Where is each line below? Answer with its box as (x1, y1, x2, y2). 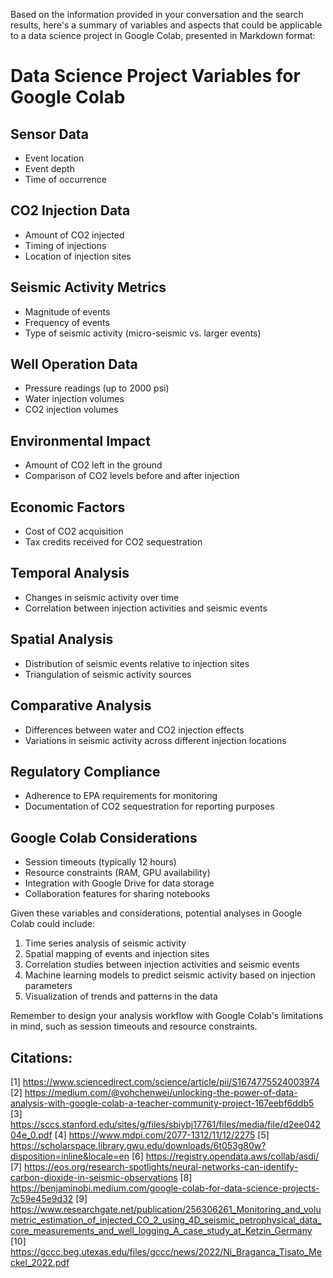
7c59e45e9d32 (10, 1192, 74, 1204)
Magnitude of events (24, 305, 111, 318)
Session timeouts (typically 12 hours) (24, 856, 177, 868)
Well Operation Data (10, 356, 138, 373)
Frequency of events (24, 316, 110, 328)
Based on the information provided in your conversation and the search (10, 9, 304, 20)
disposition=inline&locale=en (10, 1150, 130, 1162)
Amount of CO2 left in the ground (24, 459, 163, 471)
